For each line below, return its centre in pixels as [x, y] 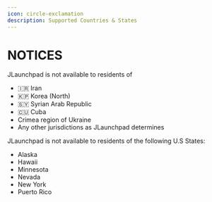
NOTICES [35, 55]
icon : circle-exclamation [45, 14]
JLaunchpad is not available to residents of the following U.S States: [106, 141]
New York [32, 184]
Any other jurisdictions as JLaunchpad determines [91, 127]
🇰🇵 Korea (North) [44, 96]
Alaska [27, 155]
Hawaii [28, 162]
